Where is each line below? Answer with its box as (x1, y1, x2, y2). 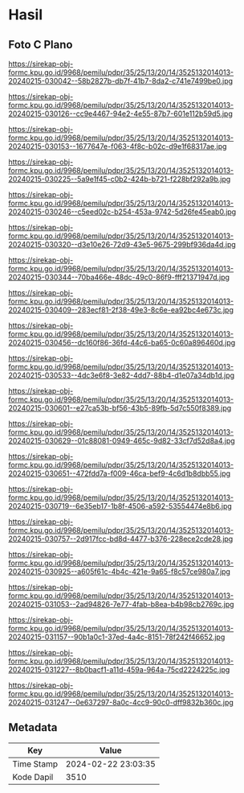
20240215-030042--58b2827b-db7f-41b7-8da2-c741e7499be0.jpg (8, 76, 234, 85)
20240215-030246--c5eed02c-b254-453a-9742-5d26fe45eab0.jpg (8, 207, 237, 217)
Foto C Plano (8, 38, 73, 52)
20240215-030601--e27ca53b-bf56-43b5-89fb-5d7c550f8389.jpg (8, 403, 232, 412)
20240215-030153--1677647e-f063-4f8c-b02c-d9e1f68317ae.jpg (8, 142, 227, 151)
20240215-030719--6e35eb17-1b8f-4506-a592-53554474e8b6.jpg (8, 502, 233, 510)
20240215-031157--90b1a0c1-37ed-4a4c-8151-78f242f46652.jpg (8, 632, 226, 642)
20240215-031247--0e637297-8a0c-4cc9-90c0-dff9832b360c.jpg (8, 698, 234, 707)
